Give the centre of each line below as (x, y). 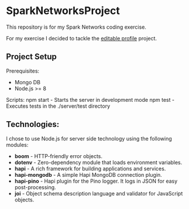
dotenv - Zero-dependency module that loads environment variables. (98, 162)
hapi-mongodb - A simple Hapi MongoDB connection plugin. (88, 174)
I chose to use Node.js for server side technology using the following (89, 138)
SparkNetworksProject (63, 11)
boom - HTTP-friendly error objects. (59, 156)
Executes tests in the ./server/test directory (58, 106)
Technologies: (33, 124)
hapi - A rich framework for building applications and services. (90, 169)
